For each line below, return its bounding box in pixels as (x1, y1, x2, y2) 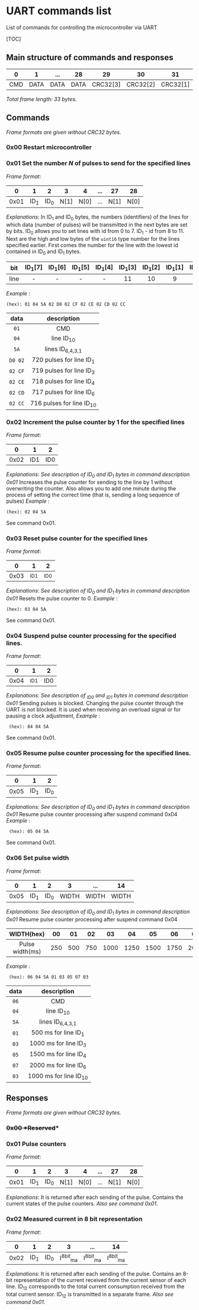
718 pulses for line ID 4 (31, 377, 95, 387)
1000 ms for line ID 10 (27, 1072, 88, 1081)
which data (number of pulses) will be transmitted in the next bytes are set (6, 221, 188, 228)
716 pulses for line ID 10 (30, 399, 97, 408)
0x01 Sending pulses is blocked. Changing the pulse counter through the (6, 700, 184, 707)
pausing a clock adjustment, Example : (6, 712, 101, 720)
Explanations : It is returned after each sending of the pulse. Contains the (6, 1194, 184, 1201)
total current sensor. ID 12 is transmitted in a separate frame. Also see (6, 1290, 174, 1299)
